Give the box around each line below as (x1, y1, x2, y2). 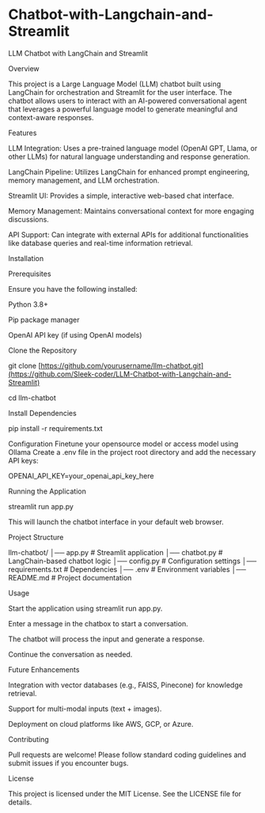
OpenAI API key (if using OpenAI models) (8, 330, 142, 339)
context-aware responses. (8, 112, 94, 122)
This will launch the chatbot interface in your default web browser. (8, 516, 224, 527)
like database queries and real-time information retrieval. (8, 238, 194, 248)
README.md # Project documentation (8, 573, 132, 582)
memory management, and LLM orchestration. (8, 176, 160, 185)
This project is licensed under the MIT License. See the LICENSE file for (8, 788, 242, 798)
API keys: (8, 456, 39, 465)
